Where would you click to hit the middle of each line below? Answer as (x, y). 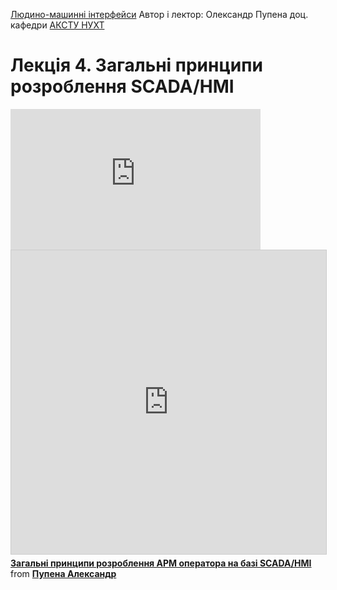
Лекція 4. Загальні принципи (136, 65)
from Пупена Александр (63, 573)
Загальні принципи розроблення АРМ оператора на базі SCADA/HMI (161, 563)
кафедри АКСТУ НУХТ (57, 25)
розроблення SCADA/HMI (122, 86)
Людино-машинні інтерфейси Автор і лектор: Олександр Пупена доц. (159, 14)
